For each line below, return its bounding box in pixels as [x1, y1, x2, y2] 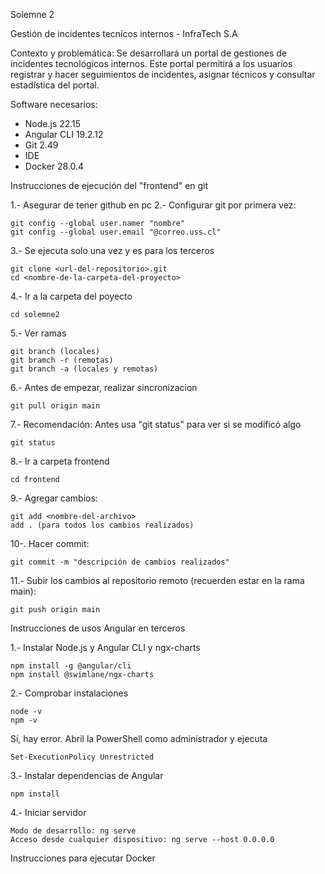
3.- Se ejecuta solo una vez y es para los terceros [10, 245, 215, 256]
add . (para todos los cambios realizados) [10, 520, 195, 530]
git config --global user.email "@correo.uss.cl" [10, 227, 222, 237]
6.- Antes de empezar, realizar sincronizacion [10, 382, 198, 393]
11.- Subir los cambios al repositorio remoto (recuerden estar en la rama [10, 575, 305, 586]
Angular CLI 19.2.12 [24, 129, 104, 140]
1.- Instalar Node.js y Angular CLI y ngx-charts [10, 642, 201, 653]
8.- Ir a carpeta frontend [10, 455, 110, 467]
